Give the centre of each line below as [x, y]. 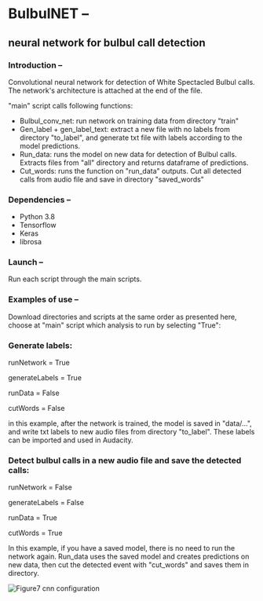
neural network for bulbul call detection [107, 43]
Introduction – [35, 65]
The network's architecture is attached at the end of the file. [105, 90]
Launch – [26, 262]
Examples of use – [43, 299]
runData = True [33, 518]
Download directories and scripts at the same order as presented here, [122, 317]
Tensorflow [38, 225]
